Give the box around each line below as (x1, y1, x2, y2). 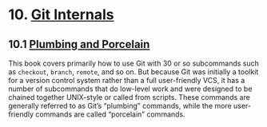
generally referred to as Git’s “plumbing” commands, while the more (8, 101, 232, 110)
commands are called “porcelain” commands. (35, 109, 185, 119)
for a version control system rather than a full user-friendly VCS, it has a (8, 76, 245, 85)
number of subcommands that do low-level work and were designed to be (8, 84, 253, 93)
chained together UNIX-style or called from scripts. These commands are (8, 93, 250, 101)
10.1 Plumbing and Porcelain (8, 38, 150, 51)
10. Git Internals (8, 6, 114, 24)
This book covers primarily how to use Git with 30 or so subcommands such (8, 58, 260, 68)
